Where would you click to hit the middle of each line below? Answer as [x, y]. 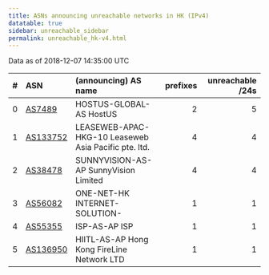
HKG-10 [92, 137]
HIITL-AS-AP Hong [112, 240]
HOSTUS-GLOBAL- [112, 104]
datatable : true [35, 23]
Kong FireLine [101, 249]
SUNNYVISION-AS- [113, 160]
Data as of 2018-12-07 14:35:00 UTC [69, 61]
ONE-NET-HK [102, 193]
